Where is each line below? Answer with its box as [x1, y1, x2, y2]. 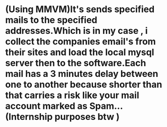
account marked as [5, 100, 88, 112]
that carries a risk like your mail [5, 90, 140, 101]
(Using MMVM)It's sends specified [5, 4, 155, 15]
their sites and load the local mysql [5, 47, 154, 58]
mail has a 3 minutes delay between [5, 68, 158, 79]
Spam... [89, 100, 124, 112]
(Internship [5, 111, 53, 122]
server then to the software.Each [5, 57, 146, 69]
